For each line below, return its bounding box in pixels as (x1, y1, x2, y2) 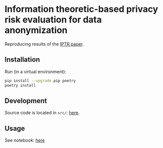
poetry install (4, 83, 36, 88)
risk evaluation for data (4, 14, 102, 25)
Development (4, 96, 48, 105)
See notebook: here (4, 138, 45, 144)
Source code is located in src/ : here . (4, 110, 80, 116)
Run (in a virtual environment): (4, 69, 66, 74)
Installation (4, 56, 40, 64)
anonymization (4, 25, 68, 36)
